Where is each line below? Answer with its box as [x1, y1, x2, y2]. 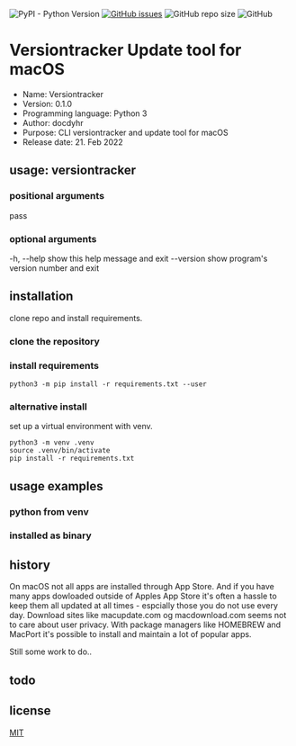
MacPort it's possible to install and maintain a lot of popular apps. [9, 629, 252, 640]
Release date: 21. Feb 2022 [22, 136, 123, 148]
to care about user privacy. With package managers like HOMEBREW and [9, 619, 282, 630]
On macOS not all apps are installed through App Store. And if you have [9, 581, 274, 592]
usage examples [9, 478, 103, 494]
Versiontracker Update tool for [9, 40, 242, 60]
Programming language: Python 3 [22, 108, 148, 119]
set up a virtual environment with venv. [9, 421, 153, 432]
